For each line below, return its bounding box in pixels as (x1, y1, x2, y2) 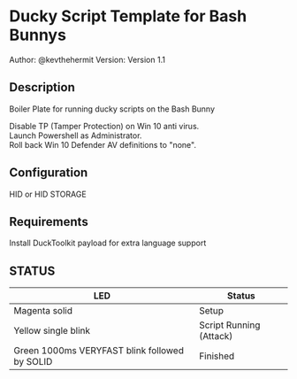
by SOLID (13, 356, 53, 368)
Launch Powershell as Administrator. (9, 130, 142, 141)
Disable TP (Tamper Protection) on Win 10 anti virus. (9, 120, 200, 131)
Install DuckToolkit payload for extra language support (9, 237, 207, 249)
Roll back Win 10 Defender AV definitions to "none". (9, 139, 197, 150)
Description (9, 80, 75, 95)
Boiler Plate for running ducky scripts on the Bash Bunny (9, 104, 215, 114)
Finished (198, 350, 235, 362)
